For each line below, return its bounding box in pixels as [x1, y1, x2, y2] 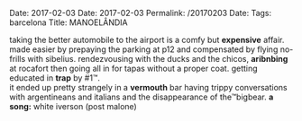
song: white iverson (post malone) [9, 101, 137, 111]
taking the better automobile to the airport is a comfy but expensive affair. [9, 35, 285, 45]
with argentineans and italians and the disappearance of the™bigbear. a [9, 91, 274, 102]
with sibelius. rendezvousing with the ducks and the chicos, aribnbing [27, 54, 288, 64]
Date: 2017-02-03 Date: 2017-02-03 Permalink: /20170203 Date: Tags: [9, 8, 272, 18]
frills [9, 54, 26, 64]
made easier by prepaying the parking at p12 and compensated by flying [9, 44, 279, 55]
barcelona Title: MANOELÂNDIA [9, 17, 128, 28]
